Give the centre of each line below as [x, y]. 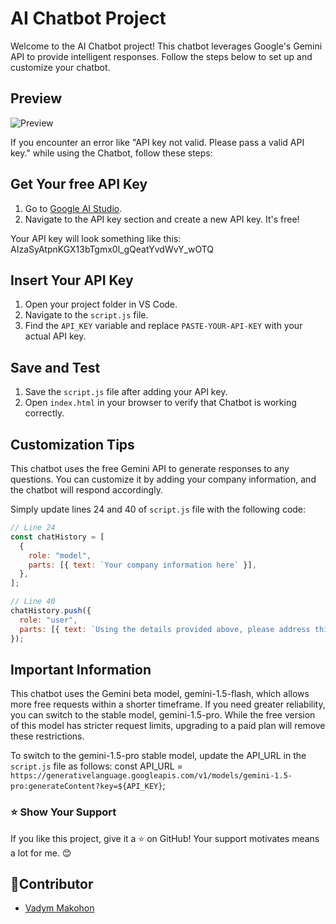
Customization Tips [72, 444]
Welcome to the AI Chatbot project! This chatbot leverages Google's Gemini [166, 46]
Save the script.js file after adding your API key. [126, 392]
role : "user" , [48, 620]
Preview [36, 98]
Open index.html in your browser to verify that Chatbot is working [160, 403]
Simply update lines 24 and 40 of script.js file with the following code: [158, 509]
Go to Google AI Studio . [73, 208]
